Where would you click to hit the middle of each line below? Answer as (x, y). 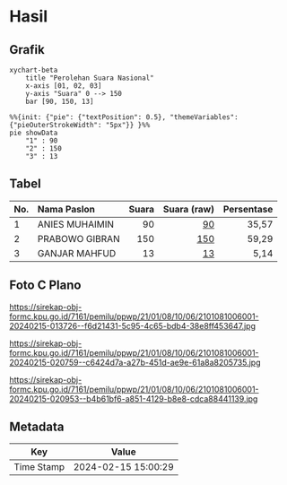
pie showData (34, 133)
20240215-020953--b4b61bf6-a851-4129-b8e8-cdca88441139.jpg (134, 398)
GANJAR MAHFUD (77, 253)
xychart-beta (34, 70)
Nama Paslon (66, 209)
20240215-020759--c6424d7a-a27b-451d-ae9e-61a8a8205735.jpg (135, 362)
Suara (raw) (189, 209)
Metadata (37, 427)
